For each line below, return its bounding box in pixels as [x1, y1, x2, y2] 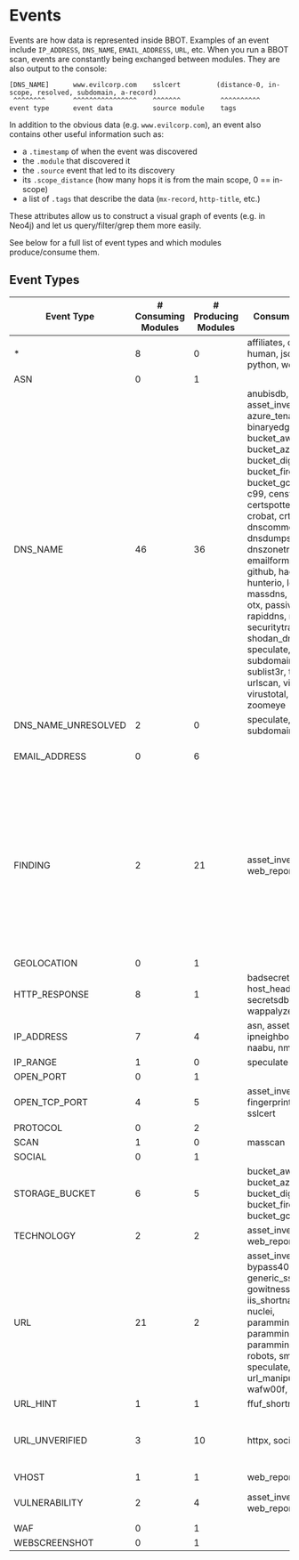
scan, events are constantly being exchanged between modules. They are [9, 53, 280, 64]
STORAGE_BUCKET [13, 1187, 96, 1200]
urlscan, [246, 676, 281, 689]
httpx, [246, 1434, 271, 1446]
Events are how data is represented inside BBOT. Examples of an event [9, 35, 270, 45]
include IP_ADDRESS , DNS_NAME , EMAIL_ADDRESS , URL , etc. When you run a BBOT [9, 44, 289, 54]
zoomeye [246, 699, 287, 711]
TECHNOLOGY [13, 1229, 77, 1241]
